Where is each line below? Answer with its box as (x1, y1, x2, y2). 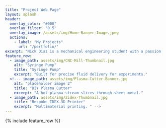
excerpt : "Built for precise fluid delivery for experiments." (14, 72, 148, 77)
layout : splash (5, 12, 37, 17)
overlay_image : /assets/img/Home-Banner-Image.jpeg (9, 30, 119, 35)
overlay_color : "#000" (9, 21, 57, 26)
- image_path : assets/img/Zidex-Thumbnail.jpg (9, 95, 108, 100)
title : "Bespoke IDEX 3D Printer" (14, 100, 85, 105)
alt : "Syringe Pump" (14, 63, 57, 67)
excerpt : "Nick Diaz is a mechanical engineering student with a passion (5, 49, 162, 54)
